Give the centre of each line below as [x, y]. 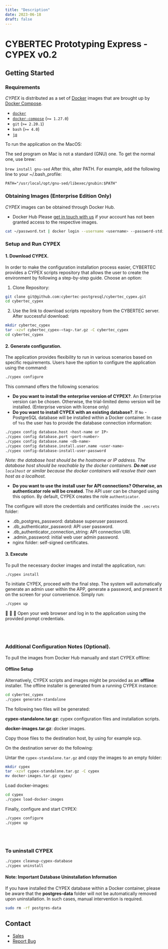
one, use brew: [20, 159]
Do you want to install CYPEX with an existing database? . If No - [79, 412]
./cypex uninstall [24, 866]
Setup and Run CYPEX [33, 244]
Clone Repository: [31, 287]
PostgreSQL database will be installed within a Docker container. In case [87, 417]
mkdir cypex [17, 767]
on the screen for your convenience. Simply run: [55, 595]
